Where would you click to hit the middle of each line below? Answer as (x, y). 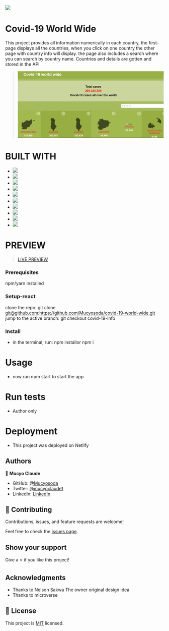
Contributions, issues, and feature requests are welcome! (65, 522)
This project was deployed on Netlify (51, 445)
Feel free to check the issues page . (41, 532)
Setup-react (20, 297)
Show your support (36, 547)
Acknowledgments (36, 578)
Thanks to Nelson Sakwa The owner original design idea (71, 590)
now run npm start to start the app (48, 376)
